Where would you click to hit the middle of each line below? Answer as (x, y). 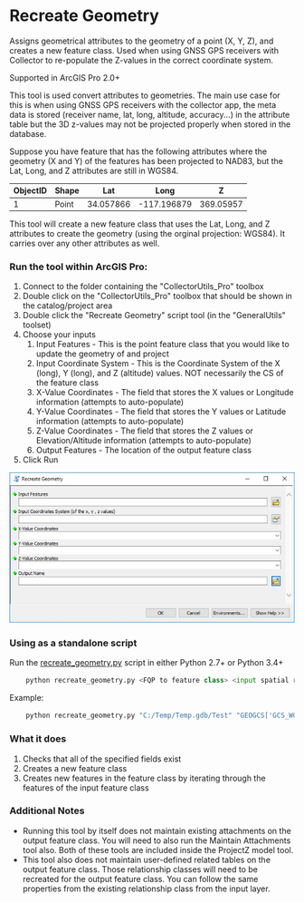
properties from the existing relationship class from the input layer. (146, 888)
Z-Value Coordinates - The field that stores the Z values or (144, 431)
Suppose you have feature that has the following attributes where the (138, 151)
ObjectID (30, 190)
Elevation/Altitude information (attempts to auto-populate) (143, 441)
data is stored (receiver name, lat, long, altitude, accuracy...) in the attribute (150, 114)
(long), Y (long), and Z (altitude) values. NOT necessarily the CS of (160, 374)
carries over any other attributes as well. (85, 243)
